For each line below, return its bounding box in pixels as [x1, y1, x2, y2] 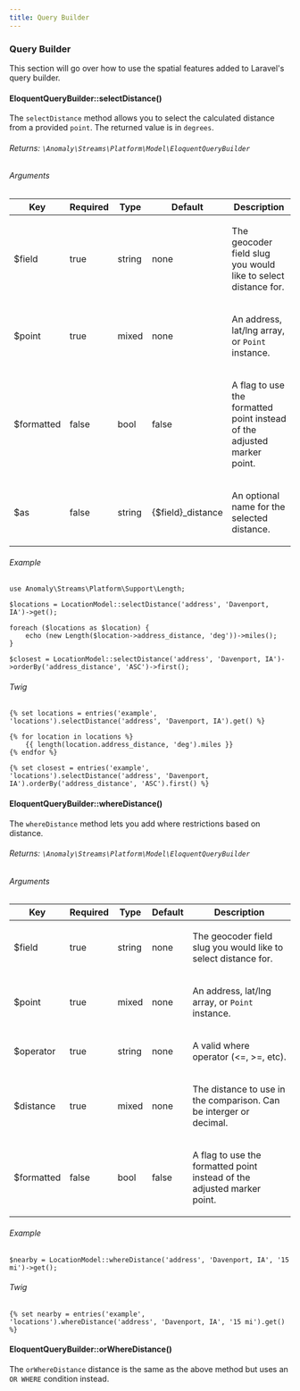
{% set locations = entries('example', [9, 709, 158, 718]
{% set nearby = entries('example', [9, 1310, 146, 1319]
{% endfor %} [9, 748, 58, 758]
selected [231, 511, 268, 524]
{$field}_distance [151, 506, 223, 518]
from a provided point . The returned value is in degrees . [9, 122, 214, 133]
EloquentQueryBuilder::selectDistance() [9, 93, 162, 104]
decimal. [192, 1117, 229, 1129]
